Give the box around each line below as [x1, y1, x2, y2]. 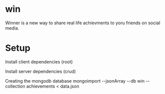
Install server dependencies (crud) [5, 68, 76, 74]
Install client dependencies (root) [5, 58, 73, 65]
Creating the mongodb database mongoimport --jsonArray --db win [5, 78, 145, 84]
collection [5, 83, 25, 89]
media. [5, 25, 19, 31]
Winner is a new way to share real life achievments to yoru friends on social [5, 20, 161, 26]
